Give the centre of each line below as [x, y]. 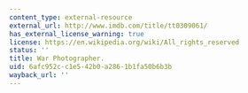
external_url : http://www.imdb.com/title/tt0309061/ [108, 26]
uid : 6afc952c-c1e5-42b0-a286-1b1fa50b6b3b [91, 67]
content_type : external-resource [71, 17]
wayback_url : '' [39, 75]
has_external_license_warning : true [77, 34]
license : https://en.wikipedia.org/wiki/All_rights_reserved [124, 42]
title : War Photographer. [57, 58]
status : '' [29, 50]
